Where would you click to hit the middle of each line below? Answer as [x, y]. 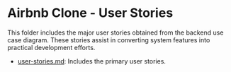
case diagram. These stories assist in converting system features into [109, 40]
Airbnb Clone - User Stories [90, 13]
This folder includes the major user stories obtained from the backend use [115, 32]
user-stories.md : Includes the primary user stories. [92, 61]
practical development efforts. [51, 47]
